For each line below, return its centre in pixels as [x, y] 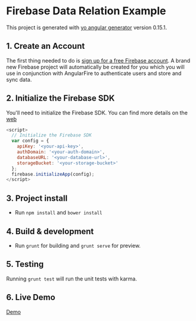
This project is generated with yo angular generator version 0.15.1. [87, 27]
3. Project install [37, 198]
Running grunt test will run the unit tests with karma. [71, 279]
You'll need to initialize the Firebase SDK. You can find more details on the [97, 113]
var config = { [30, 141]
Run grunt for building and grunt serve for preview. [78, 245]
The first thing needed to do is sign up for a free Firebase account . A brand [98, 60]
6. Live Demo [31, 297]
